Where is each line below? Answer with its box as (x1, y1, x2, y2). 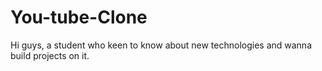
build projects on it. (10, 49, 90, 61)
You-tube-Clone (10, 6, 148, 29)
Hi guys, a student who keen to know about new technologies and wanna (10, 39, 312, 51)
